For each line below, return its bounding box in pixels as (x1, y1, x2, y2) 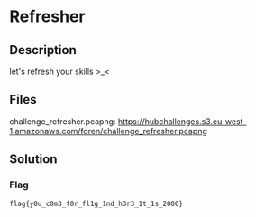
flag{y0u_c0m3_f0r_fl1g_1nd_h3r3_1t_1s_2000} (9, 199, 183, 208)
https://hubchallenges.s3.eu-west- (117, 115, 247, 127)
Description (9, 42, 77, 58)
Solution (9, 151, 58, 167)
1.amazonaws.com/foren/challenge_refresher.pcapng (9, 125, 207, 136)
